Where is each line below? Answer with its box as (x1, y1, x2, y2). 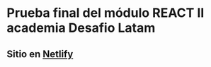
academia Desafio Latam (6, 20, 156, 36)
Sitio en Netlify (6, 48, 74, 60)
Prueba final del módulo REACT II (6, 5, 205, 21)
